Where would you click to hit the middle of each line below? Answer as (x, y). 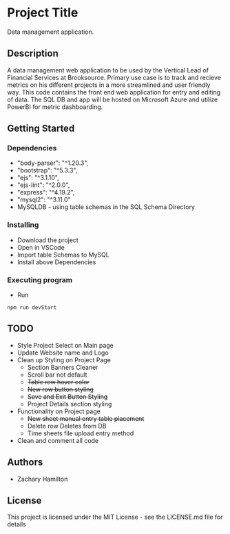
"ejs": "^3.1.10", (38, 178)
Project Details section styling (70, 404)
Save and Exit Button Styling (67, 396)
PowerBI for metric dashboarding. (55, 107)
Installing (23, 225)
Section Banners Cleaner (63, 367)
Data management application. (51, 32)
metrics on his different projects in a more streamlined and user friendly (109, 85)
